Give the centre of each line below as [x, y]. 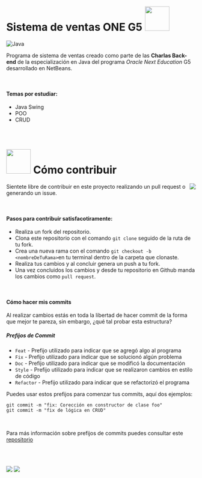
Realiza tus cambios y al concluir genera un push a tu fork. [87, 264]
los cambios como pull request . [55, 277]
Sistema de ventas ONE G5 [75, 27]
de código [27, 376]
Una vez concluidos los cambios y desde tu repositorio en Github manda [105, 270]
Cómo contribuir [75, 170]
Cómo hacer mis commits [39, 302]
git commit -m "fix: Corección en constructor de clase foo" [84, 405]
